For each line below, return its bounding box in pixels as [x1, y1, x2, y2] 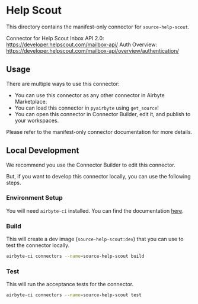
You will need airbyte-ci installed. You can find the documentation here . [6, 207, 184, 214]
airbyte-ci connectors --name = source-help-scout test [6, 292, 142, 298]
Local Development [6, 146, 79, 156]
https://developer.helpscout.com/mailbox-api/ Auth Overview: [6, 41, 157, 48]
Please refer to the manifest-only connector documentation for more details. [6, 128, 193, 135]
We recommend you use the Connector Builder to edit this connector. [6, 161, 176, 168]
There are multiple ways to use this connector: [6, 80, 120, 87]
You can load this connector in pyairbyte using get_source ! [14, 104, 159, 111]
